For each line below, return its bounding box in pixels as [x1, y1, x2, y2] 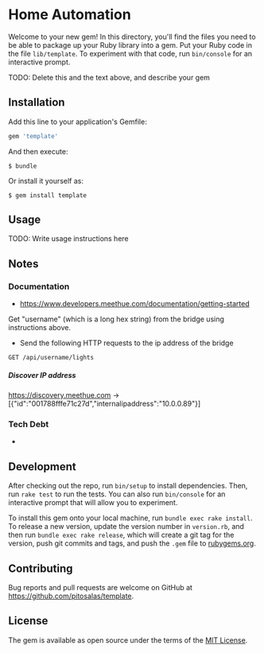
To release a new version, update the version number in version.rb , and [8, 522, 245, 531]
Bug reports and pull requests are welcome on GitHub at [8, 583, 193, 593]
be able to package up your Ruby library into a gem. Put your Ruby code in [8, 40, 253, 49]
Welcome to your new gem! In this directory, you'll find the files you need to [8, 32, 256, 41]
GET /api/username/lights [8, 354, 94, 362]
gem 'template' [8, 132, 59, 140]
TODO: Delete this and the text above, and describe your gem [8, 72, 211, 82]
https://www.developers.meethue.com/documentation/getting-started [19, 299, 250, 309]
